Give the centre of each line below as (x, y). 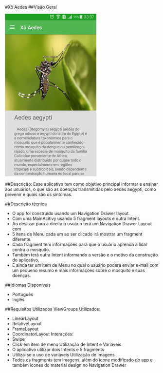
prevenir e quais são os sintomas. (39, 194)
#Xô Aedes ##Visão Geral (31, 7)
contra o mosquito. (31, 250)
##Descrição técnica (26, 204)
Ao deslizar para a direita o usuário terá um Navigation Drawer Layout (82, 224)
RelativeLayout (27, 324)
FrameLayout (25, 329)
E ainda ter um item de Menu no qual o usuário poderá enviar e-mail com (85, 265)
